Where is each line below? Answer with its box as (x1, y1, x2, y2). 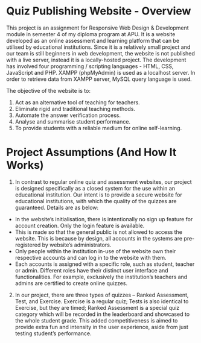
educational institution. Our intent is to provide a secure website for (14, 191, 182, 198)
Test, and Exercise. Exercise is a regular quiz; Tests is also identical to (14, 297, 189, 305)
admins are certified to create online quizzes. (14, 279, 128, 287)
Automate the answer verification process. (14, 112, 121, 119)
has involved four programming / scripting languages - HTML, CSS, (6, 62, 174, 70)
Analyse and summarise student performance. (14, 118, 131, 125)
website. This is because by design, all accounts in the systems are (14, 234, 183, 242)
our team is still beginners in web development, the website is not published (6, 49, 195, 57)
